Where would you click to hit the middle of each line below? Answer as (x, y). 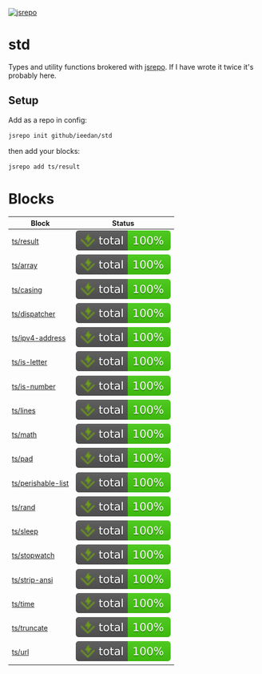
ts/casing (27, 289)
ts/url (20, 652)
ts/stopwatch (33, 555)
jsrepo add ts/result (44, 167)
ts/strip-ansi (32, 579)
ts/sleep (25, 531)
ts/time (23, 603)
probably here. (33, 75)
